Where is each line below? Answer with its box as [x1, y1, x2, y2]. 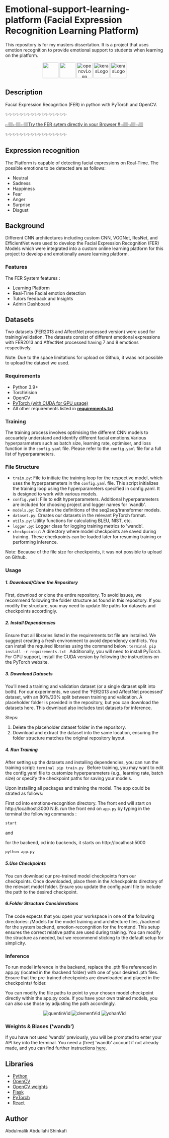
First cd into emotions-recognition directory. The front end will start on [5, 800, 152, 806]
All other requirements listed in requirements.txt [12, 405, 114, 411]
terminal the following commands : [5, 811, 77, 817]
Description [5, 88, 43, 97]
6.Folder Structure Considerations [5, 901, 79, 907]
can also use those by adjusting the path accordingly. [5, 1000, 116, 1006]
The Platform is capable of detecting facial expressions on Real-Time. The [5, 160, 159, 166]
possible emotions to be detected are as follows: [5, 165, 106, 171]
